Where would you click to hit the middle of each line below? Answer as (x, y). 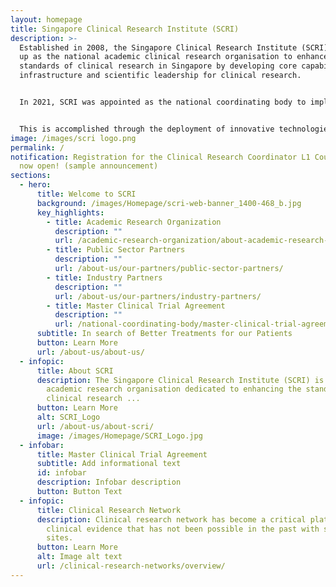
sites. (60, 538)
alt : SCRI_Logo (68, 417)
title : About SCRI (75, 371)
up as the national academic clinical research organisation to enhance (174, 57)
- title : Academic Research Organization (134, 222)
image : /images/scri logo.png (73, 138)
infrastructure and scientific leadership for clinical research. (160, 76)
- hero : (35, 185)
